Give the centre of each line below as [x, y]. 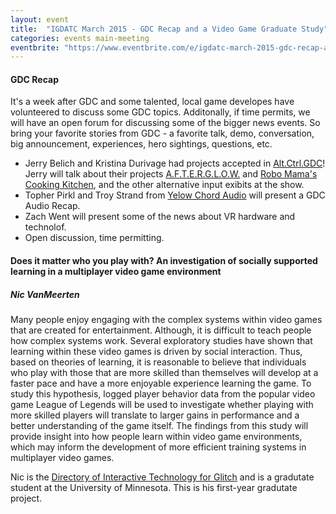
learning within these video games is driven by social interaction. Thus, [156, 352]
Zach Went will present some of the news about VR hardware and [160, 217]
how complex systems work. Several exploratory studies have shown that [161, 341]
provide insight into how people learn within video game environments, [156, 437]
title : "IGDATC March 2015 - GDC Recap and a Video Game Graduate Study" [169, 29]
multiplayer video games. [62, 458]
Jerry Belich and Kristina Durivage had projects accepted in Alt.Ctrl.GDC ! [175, 163]
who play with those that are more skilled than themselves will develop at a [164, 373]
